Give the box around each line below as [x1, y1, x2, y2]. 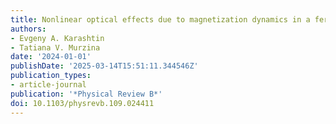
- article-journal [10, 80, 87, 90]
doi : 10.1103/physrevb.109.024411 [10, 98, 155, 108]
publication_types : [10, 71, 92, 81]
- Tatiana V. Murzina [10, 42, 101, 53]
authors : [10, 24, 47, 34]
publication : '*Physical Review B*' [10, 89, 163, 99]
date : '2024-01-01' [10, 52, 92, 62]
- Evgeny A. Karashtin [10, 33, 105, 43]
